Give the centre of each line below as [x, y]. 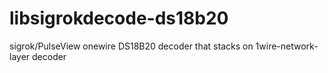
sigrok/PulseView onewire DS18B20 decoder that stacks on [131, 46]
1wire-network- [287, 46]
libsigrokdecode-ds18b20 [119, 18]
